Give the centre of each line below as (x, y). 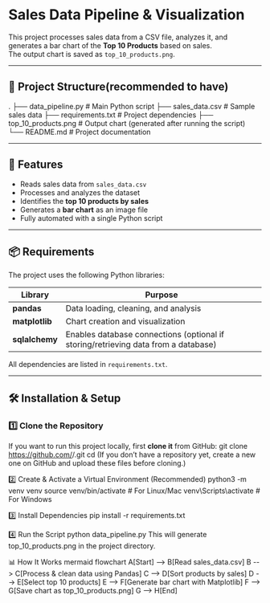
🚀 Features (36, 165)
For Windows (30, 499)
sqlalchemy (35, 340)
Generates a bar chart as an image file (84, 210)
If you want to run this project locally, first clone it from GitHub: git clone (128, 446)
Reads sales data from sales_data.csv (83, 184)
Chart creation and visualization (125, 321)
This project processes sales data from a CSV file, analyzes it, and (118, 37)
